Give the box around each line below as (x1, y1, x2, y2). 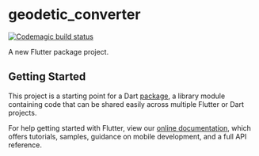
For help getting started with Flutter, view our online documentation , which (8, 123, 252, 132)
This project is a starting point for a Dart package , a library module (8, 91, 226, 101)
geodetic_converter (8, 6, 141, 24)
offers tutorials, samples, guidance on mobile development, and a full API (8, 131, 247, 141)
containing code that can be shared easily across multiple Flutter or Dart (8, 99, 244, 108)
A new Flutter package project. (8, 47, 109, 56)
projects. (8, 108, 37, 117)
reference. (8, 140, 42, 150)
